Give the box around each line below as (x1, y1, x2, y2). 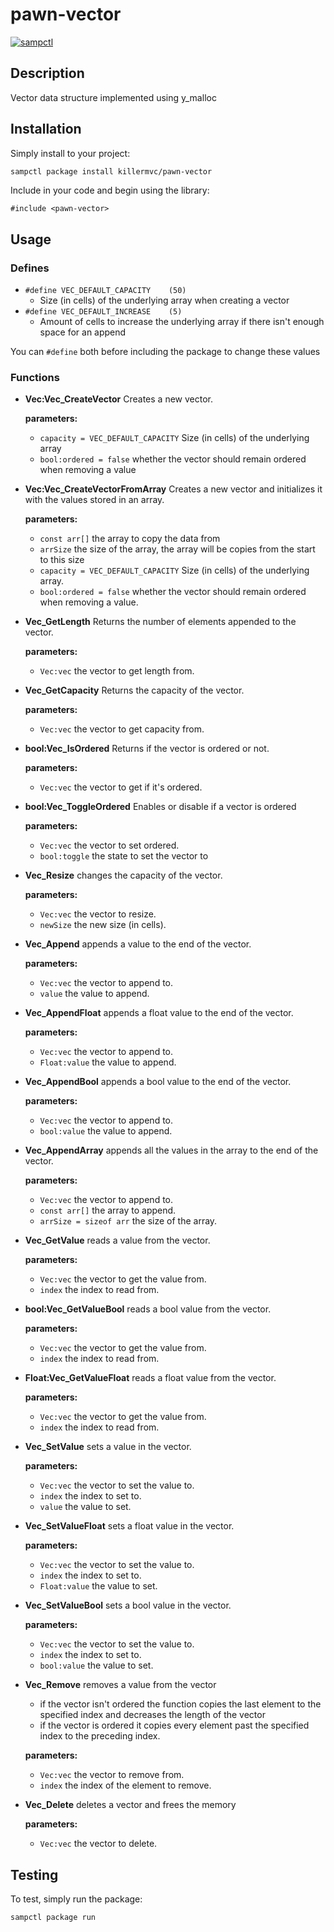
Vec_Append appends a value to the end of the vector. (24, 938, 252, 950)
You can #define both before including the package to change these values (10, 346, 321, 358)
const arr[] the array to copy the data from (39, 533, 221, 545)
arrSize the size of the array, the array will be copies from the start (39, 543, 316, 555)
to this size (39, 554, 85, 566)
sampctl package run (10, 1913, 97, 1923)
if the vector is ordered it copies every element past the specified (39, 1719, 310, 1732)
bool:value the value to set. (39, 1659, 154, 1672)
